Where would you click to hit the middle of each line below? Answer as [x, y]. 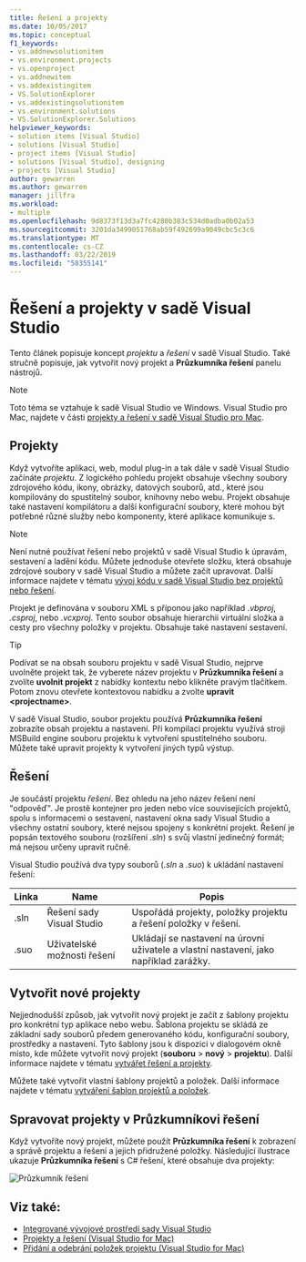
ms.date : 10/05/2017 [49, 26]
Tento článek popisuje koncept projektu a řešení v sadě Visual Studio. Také [150, 352]
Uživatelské [72, 943]
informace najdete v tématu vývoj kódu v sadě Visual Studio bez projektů [147, 580]
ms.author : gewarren [49, 188]
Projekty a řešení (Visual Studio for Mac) [98, 1238]
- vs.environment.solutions [63, 111]
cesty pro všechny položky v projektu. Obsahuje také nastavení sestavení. [148, 627]
